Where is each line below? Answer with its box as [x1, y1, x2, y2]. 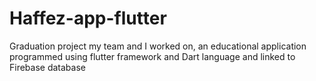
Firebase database [9, 61, 86, 73]
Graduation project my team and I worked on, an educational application [9, 40, 307, 52]
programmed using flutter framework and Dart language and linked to [9, 50, 296, 62]
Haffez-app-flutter [9, 7, 167, 30]
